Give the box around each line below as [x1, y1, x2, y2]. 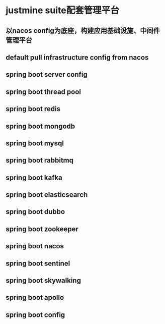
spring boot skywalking [6, 276, 81, 285]
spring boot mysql [6, 139, 64, 147]
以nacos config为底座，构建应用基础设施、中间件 [6, 26, 160, 35]
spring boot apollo [6, 293, 64, 302]
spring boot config [6, 310, 65, 319]
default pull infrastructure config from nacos [6, 53, 149, 62]
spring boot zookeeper [6, 225, 78, 233]
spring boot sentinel [6, 259, 70, 267]
